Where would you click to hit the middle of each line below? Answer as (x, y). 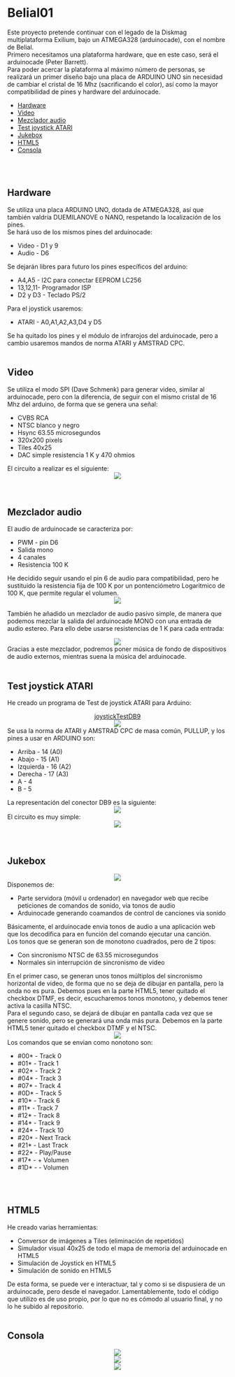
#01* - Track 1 (38, 1063)
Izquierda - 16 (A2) (44, 766)
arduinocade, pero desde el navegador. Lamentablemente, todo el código (113, 1291)
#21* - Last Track (43, 1145)
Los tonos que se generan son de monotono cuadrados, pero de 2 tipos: (112, 941)
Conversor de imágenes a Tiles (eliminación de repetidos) (101, 1241)
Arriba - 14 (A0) (40, 752)
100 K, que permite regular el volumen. (63, 593)
